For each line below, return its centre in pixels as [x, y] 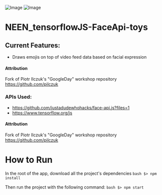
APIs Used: [19, 97]
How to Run [29, 160]
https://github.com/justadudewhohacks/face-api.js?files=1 [71, 108]
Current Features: [33, 45]
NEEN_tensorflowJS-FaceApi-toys [76, 27]
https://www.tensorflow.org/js [42, 113]
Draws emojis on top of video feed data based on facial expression [79, 57]
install [13, 178]
